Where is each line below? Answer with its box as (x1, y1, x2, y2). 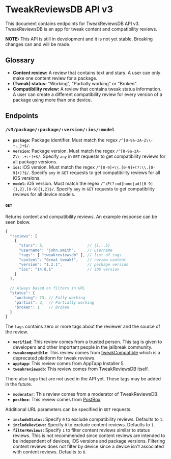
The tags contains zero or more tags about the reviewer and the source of (5, 323, 160, 330)
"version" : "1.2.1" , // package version (18, 262, 129, 267)
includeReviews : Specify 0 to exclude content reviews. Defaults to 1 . (12, 422, 155, 428)
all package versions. (12, 159, 58, 165)
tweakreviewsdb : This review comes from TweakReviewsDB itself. (12, 366, 149, 372)
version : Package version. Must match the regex (12, 148, 115, 154)
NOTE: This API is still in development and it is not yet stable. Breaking (5, 36, 153, 42)
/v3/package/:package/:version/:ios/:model (5, 127, 115, 133)
